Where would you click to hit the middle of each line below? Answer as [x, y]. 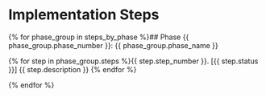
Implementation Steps [84, 15]
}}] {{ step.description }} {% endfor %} [73, 69]
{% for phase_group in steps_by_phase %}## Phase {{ [99, 37]
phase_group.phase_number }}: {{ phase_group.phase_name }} [114, 45]
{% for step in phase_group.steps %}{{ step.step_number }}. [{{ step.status [133, 61]
